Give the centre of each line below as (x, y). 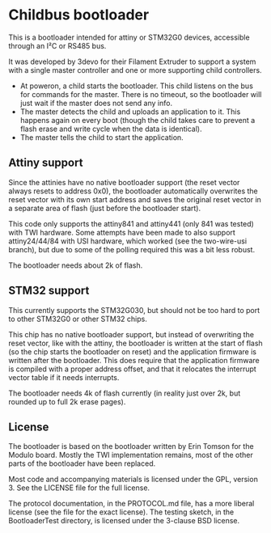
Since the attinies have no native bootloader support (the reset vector (124, 182)
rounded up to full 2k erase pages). (67, 401)
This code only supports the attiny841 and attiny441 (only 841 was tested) (131, 223)
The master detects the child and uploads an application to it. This (130, 112)
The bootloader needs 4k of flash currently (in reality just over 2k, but (125, 393)
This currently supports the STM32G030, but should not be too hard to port (134, 310)
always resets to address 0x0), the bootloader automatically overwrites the (133, 191)
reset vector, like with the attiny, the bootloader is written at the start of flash (135, 343)
